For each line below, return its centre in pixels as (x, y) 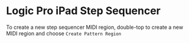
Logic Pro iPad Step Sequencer (84, 11)
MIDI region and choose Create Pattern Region (64, 33)
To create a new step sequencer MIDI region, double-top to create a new (95, 27)
